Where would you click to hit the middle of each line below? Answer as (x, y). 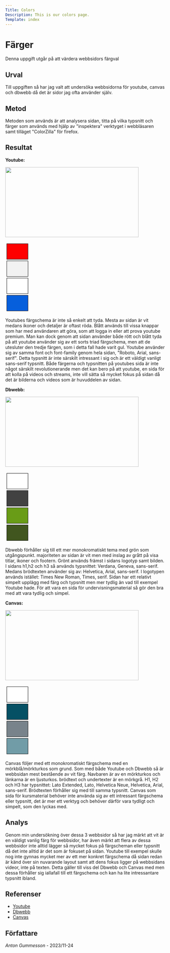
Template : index (22, 19)
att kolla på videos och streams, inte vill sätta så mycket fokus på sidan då (83, 374)
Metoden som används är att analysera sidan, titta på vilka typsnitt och (79, 121)
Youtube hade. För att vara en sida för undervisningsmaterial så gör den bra (84, 588)
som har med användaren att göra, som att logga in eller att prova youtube (83, 331)
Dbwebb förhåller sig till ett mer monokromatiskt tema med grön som (77, 550)
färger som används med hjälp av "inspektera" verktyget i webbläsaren (80, 126)
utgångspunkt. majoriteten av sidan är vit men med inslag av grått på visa (82, 555)
